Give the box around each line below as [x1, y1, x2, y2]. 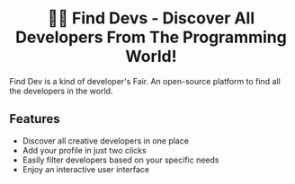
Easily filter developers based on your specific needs [22, 154, 219, 165]
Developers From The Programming [14, 27, 288, 48]
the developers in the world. [9, 85, 113, 96]
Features [9, 111, 60, 127]
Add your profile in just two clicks [22, 145, 147, 155]
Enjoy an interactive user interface [22, 163, 150, 174]
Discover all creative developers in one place [22, 135, 189, 146]
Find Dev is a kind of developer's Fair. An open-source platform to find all [9, 75, 281, 86]
